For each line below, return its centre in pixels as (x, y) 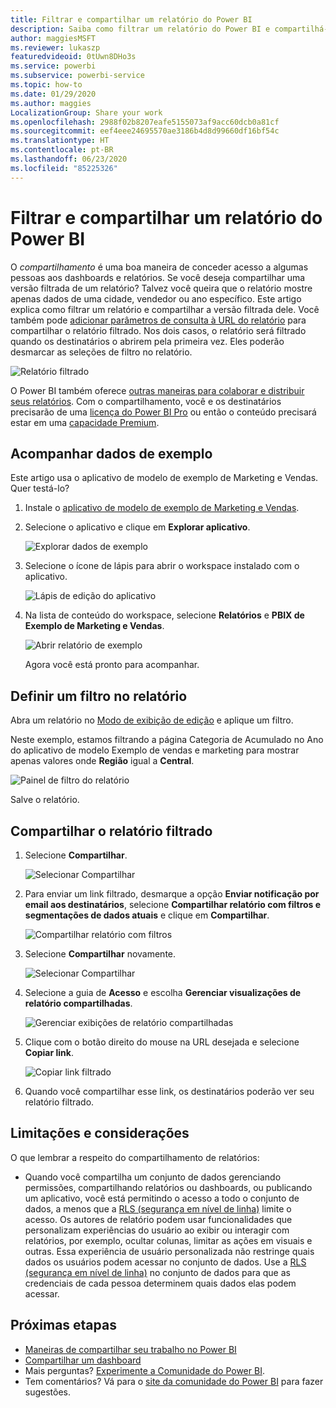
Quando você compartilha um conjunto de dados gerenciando (153, 1177)
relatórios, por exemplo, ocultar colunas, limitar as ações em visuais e (168, 1240)
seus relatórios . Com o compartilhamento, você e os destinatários (146, 401)
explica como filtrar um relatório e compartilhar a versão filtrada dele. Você (165, 309)
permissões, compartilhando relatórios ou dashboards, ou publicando (168, 1187)
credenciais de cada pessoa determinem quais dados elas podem (160, 1283)
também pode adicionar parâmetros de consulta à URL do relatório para (158, 320)
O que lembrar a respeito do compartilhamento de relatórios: (135, 1157)
